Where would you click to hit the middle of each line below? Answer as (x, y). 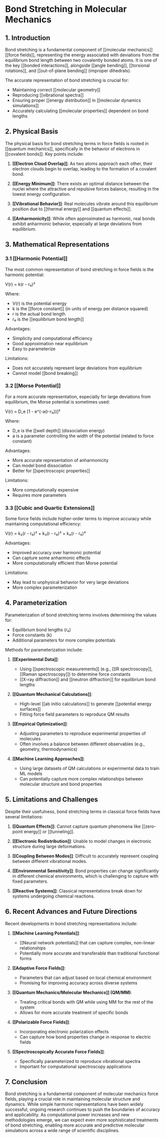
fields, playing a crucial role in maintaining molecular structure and (73, 1099)
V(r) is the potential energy (39, 303)
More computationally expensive (45, 489)
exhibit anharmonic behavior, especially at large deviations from (77, 224)
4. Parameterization (36, 603)
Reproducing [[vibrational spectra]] (48, 95)
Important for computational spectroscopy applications (75, 1066)
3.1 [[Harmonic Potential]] (36, 259)
